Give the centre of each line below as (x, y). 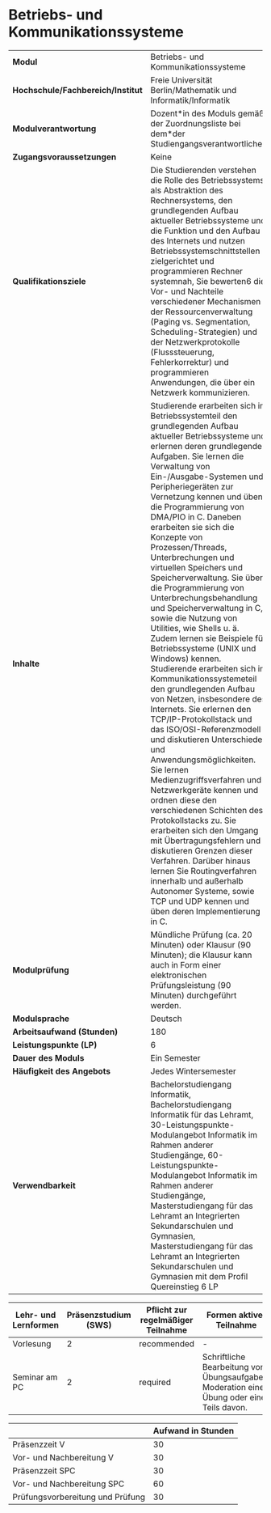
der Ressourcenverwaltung (202, 311)
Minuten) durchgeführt (194, 995)
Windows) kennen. (186, 659)
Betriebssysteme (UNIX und (203, 648)
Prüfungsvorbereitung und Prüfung (79, 1497)
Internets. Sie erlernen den (201, 709)
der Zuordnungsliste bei (196, 123)
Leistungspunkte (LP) (55, 1045)
